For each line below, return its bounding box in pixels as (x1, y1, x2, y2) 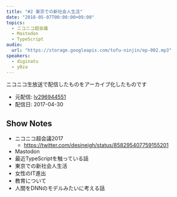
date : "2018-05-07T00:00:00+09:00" (6, 14, 95, 20)
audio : (6, 42, 23, 48)
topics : (6, 20, 26, 26)
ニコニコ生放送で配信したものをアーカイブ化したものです (6, 81, 147, 88)
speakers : (6, 53, 31, 59)
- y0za (11, 63, 28, 70)
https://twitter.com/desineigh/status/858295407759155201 (23, 142, 169, 149)
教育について (14, 177, 46, 185)
